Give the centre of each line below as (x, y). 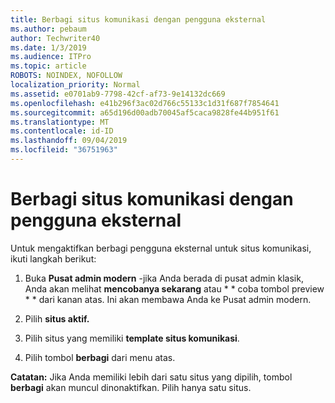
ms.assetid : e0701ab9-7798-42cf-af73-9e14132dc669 (118, 94)
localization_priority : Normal (75, 85)
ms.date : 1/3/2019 (48, 47)
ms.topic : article (48, 66)
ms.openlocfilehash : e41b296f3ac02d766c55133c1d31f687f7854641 (145, 103)
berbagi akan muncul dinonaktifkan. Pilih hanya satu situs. (131, 387)
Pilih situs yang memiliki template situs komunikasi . (132, 338)
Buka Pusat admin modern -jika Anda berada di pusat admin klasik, (164, 278)
